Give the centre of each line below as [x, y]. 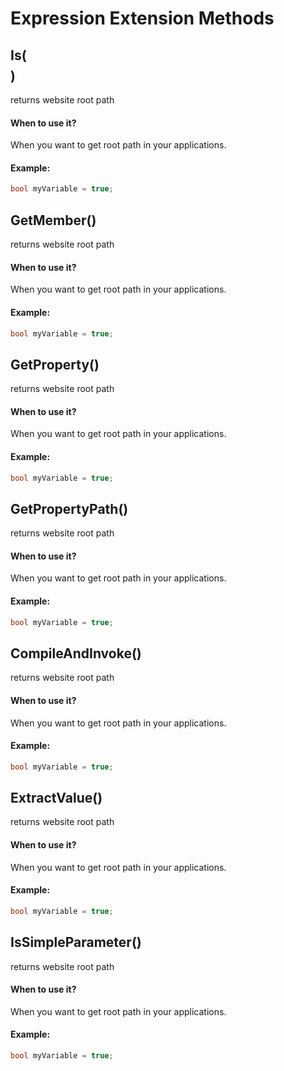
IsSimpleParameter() [76, 942]
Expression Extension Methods [142, 18]
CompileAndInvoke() [76, 653]
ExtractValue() [56, 798]
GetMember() [53, 220]
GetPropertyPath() [69, 508]
